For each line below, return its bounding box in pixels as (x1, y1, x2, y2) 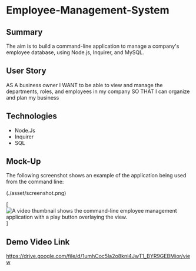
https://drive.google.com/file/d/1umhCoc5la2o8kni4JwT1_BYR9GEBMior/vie (6, 253, 190, 260)
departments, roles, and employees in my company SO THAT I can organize (6, 88, 190, 95)
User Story (6, 66, 46, 76)
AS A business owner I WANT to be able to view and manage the (6, 81, 163, 88)
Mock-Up (6, 157, 41, 167)
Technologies (6, 111, 58, 121)
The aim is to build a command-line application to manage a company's (6, 42, 180, 49)
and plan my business (6, 94, 59, 101)
